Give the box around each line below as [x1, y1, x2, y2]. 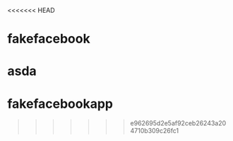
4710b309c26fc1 [130, 127, 179, 135]
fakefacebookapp [7, 96, 113, 112]
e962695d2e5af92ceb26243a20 [130, 119, 227, 128]
